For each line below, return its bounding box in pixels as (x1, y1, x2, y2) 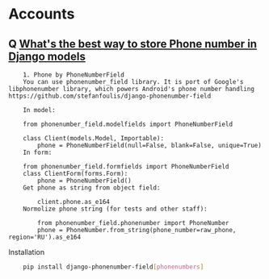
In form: (23, 148, 53, 156)
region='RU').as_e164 (8, 233, 82, 241)
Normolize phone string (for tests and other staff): (23, 205, 208, 213)
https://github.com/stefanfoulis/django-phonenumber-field (8, 92, 212, 100)
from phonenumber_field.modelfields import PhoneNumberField (23, 120, 233, 128)
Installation (8, 248, 45, 256)
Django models (8, 49, 86, 63)
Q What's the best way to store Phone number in (8, 37, 257, 51)
